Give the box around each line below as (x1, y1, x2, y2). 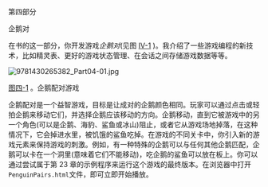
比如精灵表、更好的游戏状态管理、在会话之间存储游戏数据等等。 (22, 51, 232, 60)
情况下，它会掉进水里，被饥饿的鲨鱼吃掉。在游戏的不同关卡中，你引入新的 (8, 130, 253, 139)
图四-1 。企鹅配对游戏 (8, 83, 80, 92)
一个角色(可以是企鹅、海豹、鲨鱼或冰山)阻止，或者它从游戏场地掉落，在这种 (8, 120, 258, 129)
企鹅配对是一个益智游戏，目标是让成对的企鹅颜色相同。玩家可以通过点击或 (8, 100, 253, 109)
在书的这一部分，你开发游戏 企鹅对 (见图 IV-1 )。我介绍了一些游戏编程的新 (8, 41, 246, 50)
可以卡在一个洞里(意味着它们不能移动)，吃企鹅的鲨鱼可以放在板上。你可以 (14, 150, 258, 159)
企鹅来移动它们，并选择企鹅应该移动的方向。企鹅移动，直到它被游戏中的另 (14, 110, 260, 119)
